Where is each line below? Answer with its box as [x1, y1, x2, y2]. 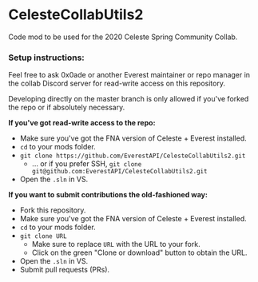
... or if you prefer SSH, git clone [31, 159, 142, 169]
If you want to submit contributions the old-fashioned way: [8, 190, 208, 200]
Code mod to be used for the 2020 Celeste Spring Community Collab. [8, 32, 238, 42]
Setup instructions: [8, 52, 85, 63]
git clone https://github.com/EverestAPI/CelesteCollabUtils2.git [19, 152, 246, 161]
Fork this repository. [19, 205, 86, 215]
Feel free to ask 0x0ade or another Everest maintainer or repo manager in [8, 70, 250, 80]
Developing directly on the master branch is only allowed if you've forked [8, 94, 249, 104]
